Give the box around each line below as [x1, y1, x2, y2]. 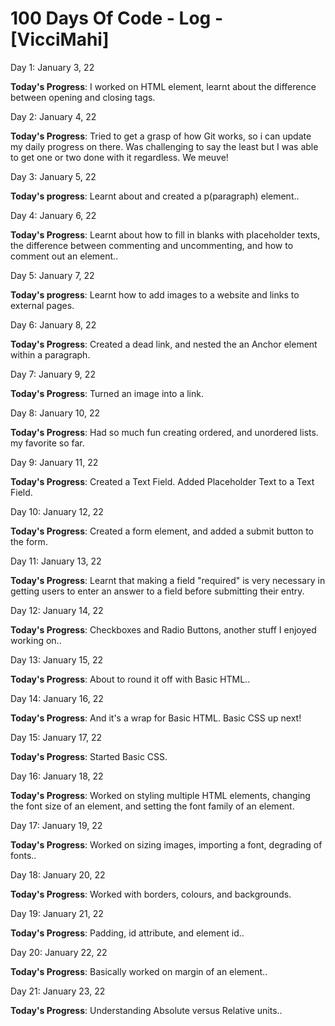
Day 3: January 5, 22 [10, 170, 97, 182]
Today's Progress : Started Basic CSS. [10, 750, 168, 762]
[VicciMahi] [10, 28, 110, 51]
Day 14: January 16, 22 [10, 692, 104, 704]
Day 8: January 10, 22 [10, 407, 100, 419]
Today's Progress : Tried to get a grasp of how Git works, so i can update [10, 130, 312, 142]
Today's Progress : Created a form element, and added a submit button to [10, 525, 314, 537]
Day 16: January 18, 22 [10, 770, 104, 782]
